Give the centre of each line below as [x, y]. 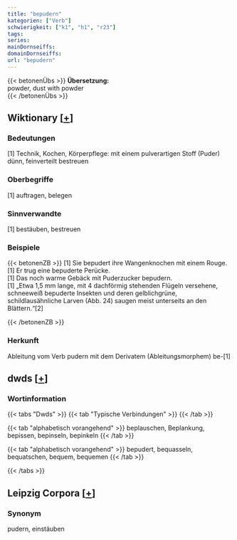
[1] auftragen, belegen [40, 195]
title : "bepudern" [35, 14]
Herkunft [23, 341]
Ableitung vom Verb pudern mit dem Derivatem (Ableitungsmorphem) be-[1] [119, 356]
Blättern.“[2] [26, 308]
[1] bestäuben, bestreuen [44, 229]
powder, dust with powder [46, 88]
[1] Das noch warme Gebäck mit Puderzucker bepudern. [90, 278]
